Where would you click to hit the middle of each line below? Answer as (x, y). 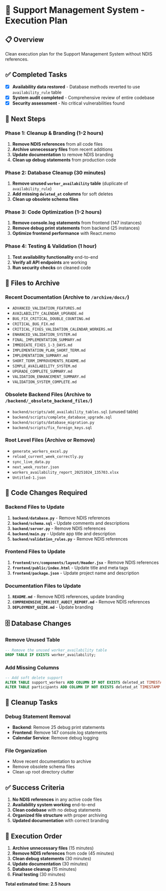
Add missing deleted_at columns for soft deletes (63, 194)
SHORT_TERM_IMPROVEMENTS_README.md (49, 361)
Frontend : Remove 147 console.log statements (60, 732)
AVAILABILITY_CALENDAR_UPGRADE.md (48, 314)
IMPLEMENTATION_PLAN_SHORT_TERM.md (49, 351)
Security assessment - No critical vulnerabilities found (68, 103)
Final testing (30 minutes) (39, 875)
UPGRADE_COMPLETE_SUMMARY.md (42, 372)
